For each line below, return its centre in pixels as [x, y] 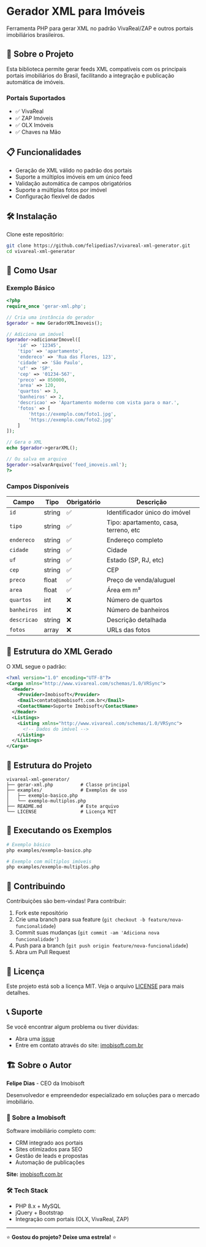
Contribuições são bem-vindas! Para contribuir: [67, 901]
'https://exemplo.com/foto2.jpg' [71, 420]
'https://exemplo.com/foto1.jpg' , [72, 414]
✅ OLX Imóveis [34, 125]
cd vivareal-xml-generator [41, 251]
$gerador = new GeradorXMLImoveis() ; [55, 323]
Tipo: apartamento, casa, [143, 522]
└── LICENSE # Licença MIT [61, 812]
